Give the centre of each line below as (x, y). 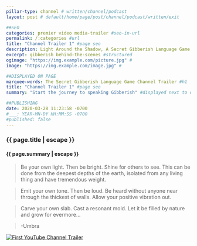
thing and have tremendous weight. (63, 179)
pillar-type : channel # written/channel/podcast (67, 11)
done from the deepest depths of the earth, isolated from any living (101, 173)
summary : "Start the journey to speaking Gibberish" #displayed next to (97, 93)
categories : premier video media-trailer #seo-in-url (73, 33)
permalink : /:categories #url (43, 39)
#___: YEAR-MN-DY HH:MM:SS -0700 (47, 114)
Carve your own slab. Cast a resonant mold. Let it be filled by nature (103, 208)
